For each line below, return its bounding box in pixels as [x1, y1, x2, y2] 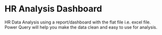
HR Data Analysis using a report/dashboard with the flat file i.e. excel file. [4, 19, 151, 25]
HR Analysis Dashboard [4, 3, 103, 14]
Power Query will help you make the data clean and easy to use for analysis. [4, 24, 158, 30]
